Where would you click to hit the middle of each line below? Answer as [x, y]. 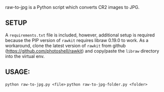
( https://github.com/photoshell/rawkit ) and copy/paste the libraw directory [82, 51]
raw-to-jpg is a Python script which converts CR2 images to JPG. [72, 7]
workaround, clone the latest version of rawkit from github [65, 45]
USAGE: [18, 72]
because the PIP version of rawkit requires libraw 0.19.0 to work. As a [77, 40]
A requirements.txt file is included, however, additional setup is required [80, 35]
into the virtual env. [25, 56]
